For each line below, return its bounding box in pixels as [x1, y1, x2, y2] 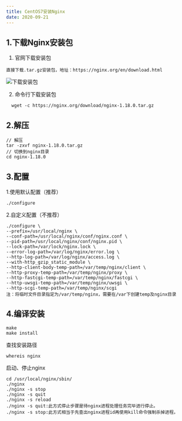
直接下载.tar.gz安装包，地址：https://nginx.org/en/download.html [6, 67, 163, 73]
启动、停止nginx [6, 364, 46, 371]
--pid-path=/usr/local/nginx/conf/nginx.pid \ [6, 238, 123, 244]
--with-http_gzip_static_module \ [6, 259, 91, 265]
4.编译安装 [6, 309, 45, 319]
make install [6, 330, 38, 336]
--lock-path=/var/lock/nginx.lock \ [6, 244, 96, 250]
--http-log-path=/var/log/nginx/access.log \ [6, 254, 120, 260]
